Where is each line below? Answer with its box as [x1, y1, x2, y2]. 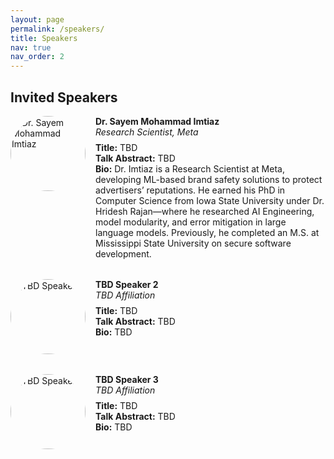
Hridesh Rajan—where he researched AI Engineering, [95, 205, 315, 217]
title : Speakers [10, 33, 78, 43]
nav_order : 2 [10, 52, 65, 62]
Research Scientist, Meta [95, 126, 199, 138]
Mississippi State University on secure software [95, 237, 292, 249]
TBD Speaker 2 [95, 278, 159, 290]
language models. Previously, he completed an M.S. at [95, 226, 320, 238]
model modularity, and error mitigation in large [95, 216, 287, 228]
